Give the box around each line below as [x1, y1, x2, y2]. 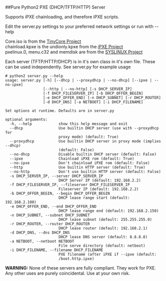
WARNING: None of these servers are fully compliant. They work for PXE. [5, 265, 157, 271]
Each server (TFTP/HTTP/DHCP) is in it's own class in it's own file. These [5, 59, 156, 64]
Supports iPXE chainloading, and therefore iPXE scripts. [5, 14, 119, 19]
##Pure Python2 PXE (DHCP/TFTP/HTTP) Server [5, 4, 106, 10]
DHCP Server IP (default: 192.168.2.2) [58, 178, 141, 183]
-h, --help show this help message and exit [9, 121, 128, 126]
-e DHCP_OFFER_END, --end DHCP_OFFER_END [9, 204, 97, 209]
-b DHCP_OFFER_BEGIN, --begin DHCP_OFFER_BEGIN [9, 191, 110, 196]
